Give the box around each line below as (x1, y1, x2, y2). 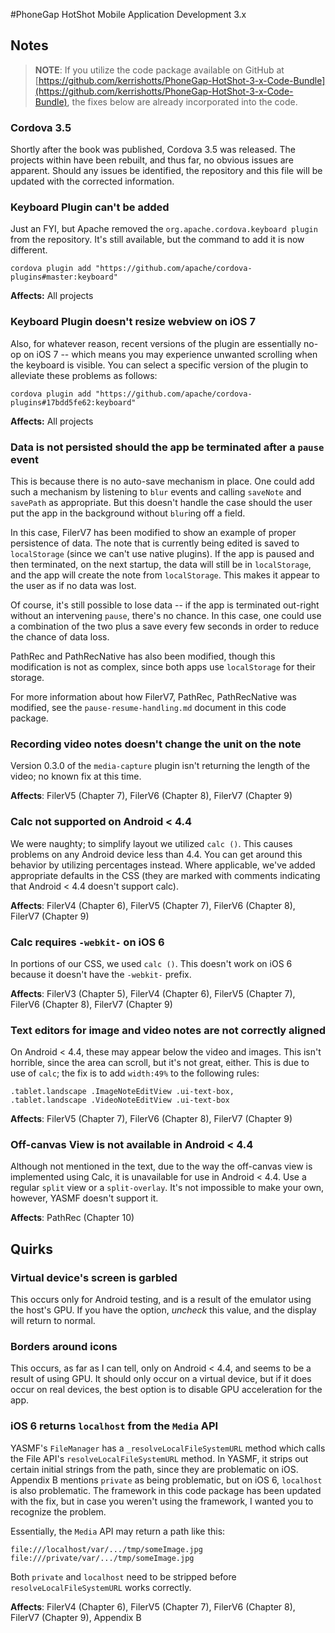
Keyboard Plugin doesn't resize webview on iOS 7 (10, 315, 256, 329)
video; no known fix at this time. (10, 770, 142, 783)
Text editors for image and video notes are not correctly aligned (10, 1023, 326, 1037)
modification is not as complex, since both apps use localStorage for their (10, 661, 316, 673)
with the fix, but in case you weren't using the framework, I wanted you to (10, 1495, 314, 1507)
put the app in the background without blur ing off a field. (10, 507, 246, 519)
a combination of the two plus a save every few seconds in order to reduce (10, 620, 320, 632)
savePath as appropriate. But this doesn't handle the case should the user (10, 497, 313, 508)
